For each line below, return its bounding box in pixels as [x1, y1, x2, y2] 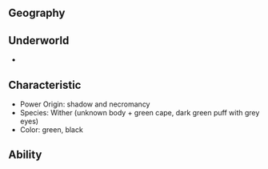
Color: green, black [19, 125, 84, 135]
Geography [8, 6, 66, 20]
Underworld [8, 34, 70, 47]
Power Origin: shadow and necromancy [19, 99, 150, 109]
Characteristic [8, 78, 82, 91]
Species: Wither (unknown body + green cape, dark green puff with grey [19, 108, 260, 118]
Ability [8, 148, 42, 162]
